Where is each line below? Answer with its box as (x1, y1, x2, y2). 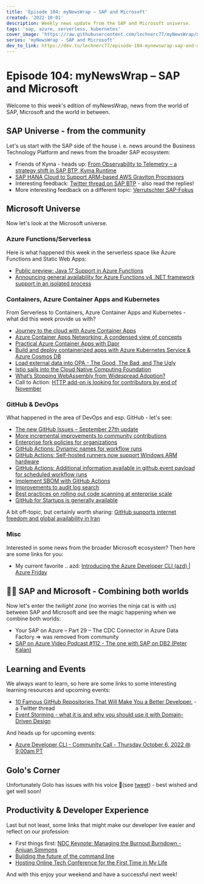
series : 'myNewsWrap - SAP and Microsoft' (6, 37, 115, 43)
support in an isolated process (15, 280, 92, 287)
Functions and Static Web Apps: (6, 255, 87, 262)
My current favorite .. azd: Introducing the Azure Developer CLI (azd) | (15, 562, 191, 569)
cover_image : (6, 32, 39, 38)
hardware (15, 458, 39, 465)
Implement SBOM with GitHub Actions (15, 477, 110, 484)
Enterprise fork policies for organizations (15, 438, 117, 446)
